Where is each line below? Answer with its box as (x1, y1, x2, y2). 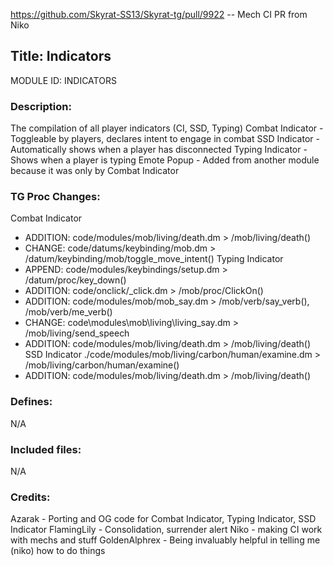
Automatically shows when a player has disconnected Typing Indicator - (10, 144, 308, 156)
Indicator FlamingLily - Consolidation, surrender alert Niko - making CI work (10, 524, 323, 536)
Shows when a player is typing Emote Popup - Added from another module (10, 154, 320, 166)
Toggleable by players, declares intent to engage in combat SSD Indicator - (10, 133, 320, 145)
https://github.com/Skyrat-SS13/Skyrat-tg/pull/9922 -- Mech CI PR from (10, 9, 308, 20)
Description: (10, 99, 72, 113)
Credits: (10, 490, 51, 504)
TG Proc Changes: (10, 190, 101, 204)
